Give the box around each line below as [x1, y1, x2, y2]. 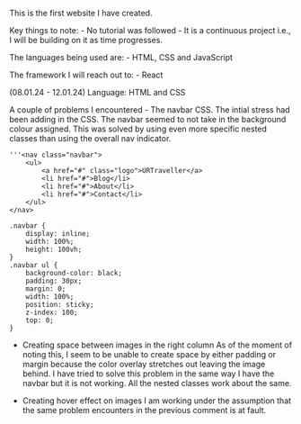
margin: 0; [25, 284, 66, 293]
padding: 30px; [25, 276, 83, 285]
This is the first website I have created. [9, 8, 153, 18]
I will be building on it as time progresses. [9, 35, 164, 45]
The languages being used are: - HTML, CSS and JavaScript [9, 52, 234, 62]
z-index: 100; [25, 308, 78, 317]
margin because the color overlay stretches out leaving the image [22, 359, 266, 369]
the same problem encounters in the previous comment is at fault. [22, 405, 267, 415]
